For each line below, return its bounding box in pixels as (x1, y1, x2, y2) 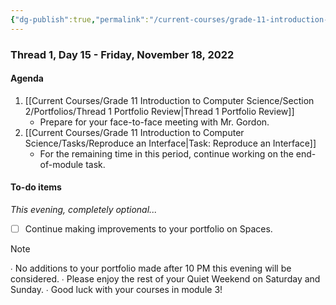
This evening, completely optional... (10, 203, 158, 215)
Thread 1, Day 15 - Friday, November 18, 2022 (10, 47, 235, 61)
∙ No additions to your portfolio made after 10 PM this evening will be (10, 262, 292, 275)
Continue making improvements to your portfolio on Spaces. (24, 222, 273, 235)
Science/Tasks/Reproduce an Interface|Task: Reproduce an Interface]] (24, 137, 317, 149)
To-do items (10, 181, 62, 193)
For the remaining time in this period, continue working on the (39, 147, 294, 160)
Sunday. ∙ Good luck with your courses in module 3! (10, 284, 223, 296)
